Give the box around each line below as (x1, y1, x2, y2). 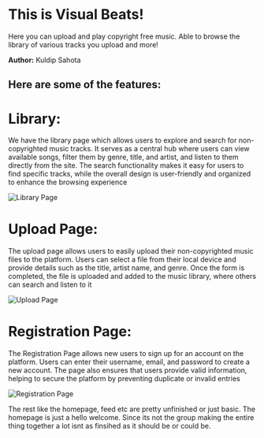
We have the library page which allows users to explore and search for (8, 135, 237, 145)
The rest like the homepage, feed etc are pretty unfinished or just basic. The (8, 404, 256, 414)
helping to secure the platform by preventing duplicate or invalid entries (8, 374, 240, 384)
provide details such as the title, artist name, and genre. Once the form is (8, 263, 245, 273)
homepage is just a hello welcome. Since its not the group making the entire (8, 413, 255, 422)
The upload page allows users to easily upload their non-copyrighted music (8, 247, 254, 256)
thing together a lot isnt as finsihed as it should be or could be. (8, 421, 211, 431)
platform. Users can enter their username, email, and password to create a (8, 357, 250, 367)
